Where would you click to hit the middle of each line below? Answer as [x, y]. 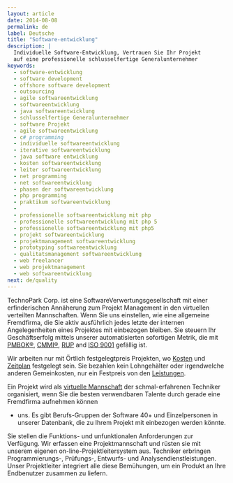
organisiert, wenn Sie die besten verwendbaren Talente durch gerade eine [114, 394]
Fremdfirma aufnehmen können [53, 401]
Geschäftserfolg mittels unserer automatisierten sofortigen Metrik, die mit [113, 337]
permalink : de [28, 27]
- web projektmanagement [50, 267]
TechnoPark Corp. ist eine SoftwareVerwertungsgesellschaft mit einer [107, 300]
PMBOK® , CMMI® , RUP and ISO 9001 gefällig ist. [77, 345]
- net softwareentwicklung [53, 182]
